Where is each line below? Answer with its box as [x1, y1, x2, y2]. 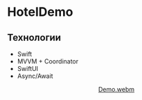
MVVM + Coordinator [17, 57, 79, 66]
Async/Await [17, 72, 53, 80]
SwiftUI [17, 65, 39, 72]
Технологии [7, 32, 61, 43]
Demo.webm [98, 86, 135, 93]
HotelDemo [7, 4, 73, 20]
